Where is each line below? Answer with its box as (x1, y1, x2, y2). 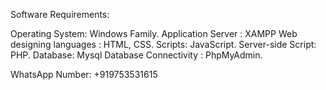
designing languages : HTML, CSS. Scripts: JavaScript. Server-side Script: (10, 39, 317, 50)
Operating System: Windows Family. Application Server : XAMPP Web (10, 28, 298, 39)
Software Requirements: (10, 9, 110, 20)
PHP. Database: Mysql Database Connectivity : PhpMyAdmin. (10, 49, 263, 61)
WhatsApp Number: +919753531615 (10, 69, 158, 80)
